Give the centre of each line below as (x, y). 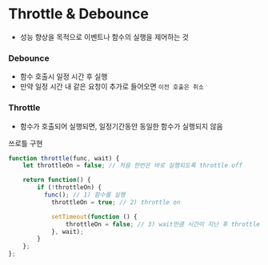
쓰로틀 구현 (26, 143)
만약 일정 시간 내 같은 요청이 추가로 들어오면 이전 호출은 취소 (112, 87)
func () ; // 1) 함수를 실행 (84, 195)
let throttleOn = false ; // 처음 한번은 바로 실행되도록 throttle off (132, 166)
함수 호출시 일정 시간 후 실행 (64, 77)
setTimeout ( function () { (94, 216)
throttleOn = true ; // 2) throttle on (116, 202)
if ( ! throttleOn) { (70, 188)
